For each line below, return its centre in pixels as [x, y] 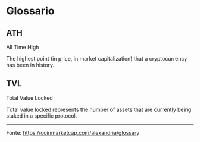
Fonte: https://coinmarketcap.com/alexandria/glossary [73, 132]
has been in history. [30, 65]
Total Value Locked [30, 98]
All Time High [23, 47]
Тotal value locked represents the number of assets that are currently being [99, 109]
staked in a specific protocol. [42, 116]
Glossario [30, 11]
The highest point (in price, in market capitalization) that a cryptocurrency [97, 59]
